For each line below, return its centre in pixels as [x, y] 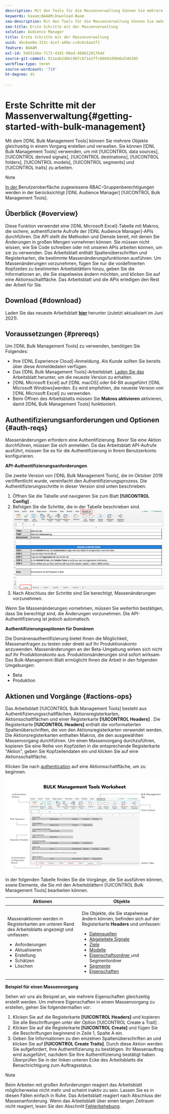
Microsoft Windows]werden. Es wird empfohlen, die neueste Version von [88, 388]
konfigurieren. [20, 456]
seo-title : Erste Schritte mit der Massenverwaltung [62, 27]
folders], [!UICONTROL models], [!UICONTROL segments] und [70, 162]
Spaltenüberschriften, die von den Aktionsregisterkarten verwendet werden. [84, 730]
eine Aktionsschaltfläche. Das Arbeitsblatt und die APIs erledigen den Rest [82, 279]
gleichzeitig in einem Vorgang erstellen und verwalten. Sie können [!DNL [80, 146]
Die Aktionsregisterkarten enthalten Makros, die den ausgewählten [74, 735]
